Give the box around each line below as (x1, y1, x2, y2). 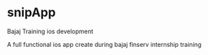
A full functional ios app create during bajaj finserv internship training (7, 40, 202, 48)
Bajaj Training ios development (7, 27, 93, 35)
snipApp (7, 5, 56, 20)
